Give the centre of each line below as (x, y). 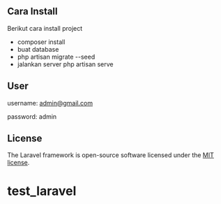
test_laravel (42, 191)
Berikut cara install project (45, 28)
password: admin (32, 116)
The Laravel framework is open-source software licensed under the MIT (111, 155)
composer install (41, 42)
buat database (38, 49)
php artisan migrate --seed (56, 57)
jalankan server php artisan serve (65, 64)
